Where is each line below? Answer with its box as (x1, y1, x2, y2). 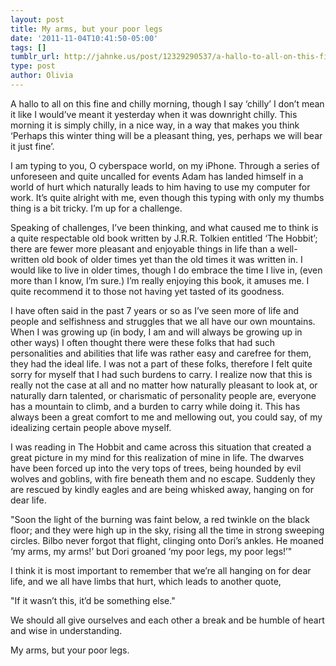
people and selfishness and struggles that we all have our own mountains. (10, 315, 316, 327)
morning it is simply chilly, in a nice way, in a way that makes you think (10, 119, 300, 131)
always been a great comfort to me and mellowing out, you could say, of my (10, 411, 323, 423)
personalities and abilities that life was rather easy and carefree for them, (10, 347, 312, 359)
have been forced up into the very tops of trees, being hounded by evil (10, 462, 302, 474)
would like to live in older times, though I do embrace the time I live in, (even (10, 264, 323, 276)
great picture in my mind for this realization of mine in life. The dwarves (10, 451, 305, 463)
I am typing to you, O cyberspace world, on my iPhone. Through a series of (10, 159, 320, 171)
